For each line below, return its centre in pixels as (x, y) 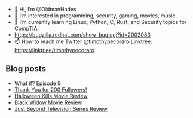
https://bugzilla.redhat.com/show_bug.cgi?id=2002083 (82, 35)
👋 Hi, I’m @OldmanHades (45, 9)
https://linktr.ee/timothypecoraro (54, 50)
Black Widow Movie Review (48, 102)
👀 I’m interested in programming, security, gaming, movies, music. (96, 16)
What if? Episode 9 (37, 83)
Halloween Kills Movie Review (51, 96)
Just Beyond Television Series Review (61, 108)
